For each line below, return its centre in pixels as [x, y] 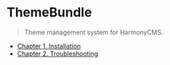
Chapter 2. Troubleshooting [57, 54]
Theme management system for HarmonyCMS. [94, 32]
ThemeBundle [49, 12]
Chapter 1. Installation [49, 46]
